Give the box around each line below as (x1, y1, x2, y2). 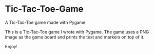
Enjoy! (5, 43, 18, 49)
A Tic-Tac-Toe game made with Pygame (5, 19, 86, 25)
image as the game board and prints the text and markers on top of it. (5, 34, 145, 40)
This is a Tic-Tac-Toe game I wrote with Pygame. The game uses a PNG (5, 29, 150, 35)
